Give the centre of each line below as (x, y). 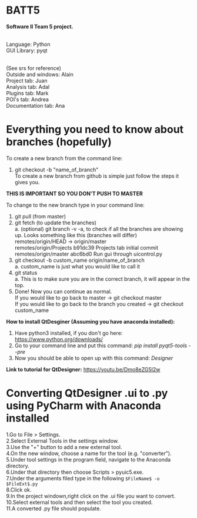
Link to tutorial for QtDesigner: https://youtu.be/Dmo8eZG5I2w (83, 369)
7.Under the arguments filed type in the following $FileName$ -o (83, 478)
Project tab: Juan (27, 81)
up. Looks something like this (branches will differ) (76, 235)
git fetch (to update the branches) (56, 223)
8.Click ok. (19, 490)
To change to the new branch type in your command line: (76, 205)
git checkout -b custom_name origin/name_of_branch (80, 260)
